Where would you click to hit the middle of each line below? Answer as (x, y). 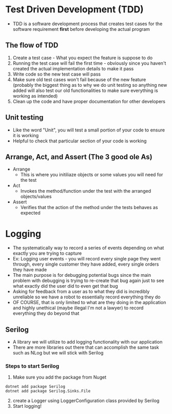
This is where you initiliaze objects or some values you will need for (92, 175)
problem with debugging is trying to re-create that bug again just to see (88, 280)
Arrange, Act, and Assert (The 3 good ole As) (79, 157)
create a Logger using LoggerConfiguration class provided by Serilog (86, 401)
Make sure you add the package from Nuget (60, 377)
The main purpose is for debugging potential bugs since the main (82, 275)
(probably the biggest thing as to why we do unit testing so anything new (90, 85)
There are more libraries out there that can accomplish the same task (86, 347)
